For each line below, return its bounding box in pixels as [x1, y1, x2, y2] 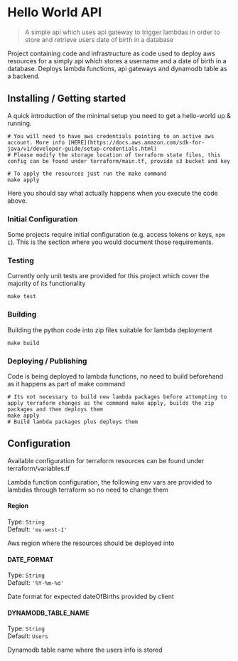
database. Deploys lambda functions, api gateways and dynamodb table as [7, 64, 227, 73]
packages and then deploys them [7, 406, 103, 413]
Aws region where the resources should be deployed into [7, 539, 175, 547]
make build [7, 339, 40, 347]
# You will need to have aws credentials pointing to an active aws [7, 132, 215, 139]
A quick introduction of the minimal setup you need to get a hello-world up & [7, 111, 231, 120]
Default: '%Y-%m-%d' [7, 578, 65, 587]
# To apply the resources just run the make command [7, 170, 167, 177]
